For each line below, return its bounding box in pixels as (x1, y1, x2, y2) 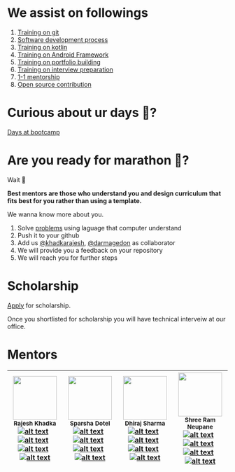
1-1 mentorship (17, 72, 60, 81)
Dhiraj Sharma (124, 419, 166, 427)
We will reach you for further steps (17, 254, 117, 262)
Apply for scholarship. (7, 301, 71, 310)
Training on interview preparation (17, 65, 114, 74)
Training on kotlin (17, 43, 68, 51)
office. (7, 322, 26, 331)
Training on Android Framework (17, 50, 109, 59)
